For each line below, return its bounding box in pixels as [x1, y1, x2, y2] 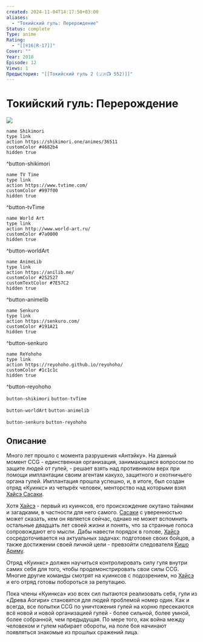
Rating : [6, 37, 26, 43]
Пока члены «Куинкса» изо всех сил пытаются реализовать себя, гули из [6, 590, 198, 597]
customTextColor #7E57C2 [6, 280, 69, 286]
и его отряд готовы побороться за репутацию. [6, 578, 127, 585]
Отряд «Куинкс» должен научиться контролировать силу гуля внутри [6, 559, 188, 566]
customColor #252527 [6, 275, 59, 281]
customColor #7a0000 [6, 231, 59, 237]
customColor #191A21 [6, 323, 59, 330]
